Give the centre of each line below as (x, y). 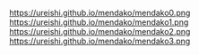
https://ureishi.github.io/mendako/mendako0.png (100, 13)
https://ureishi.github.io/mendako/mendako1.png (99, 22)
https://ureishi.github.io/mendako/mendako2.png (100, 31)
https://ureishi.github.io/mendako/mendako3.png (100, 41)
